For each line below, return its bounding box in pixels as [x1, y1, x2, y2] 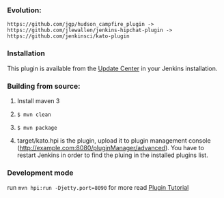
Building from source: [7, 81, 81, 91]
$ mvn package [16, 124, 57, 131]
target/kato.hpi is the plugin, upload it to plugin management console [16, 136, 211, 145]
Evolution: [7, 5, 42, 15]
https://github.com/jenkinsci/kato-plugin [7, 33, 130, 40]
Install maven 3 [16, 96, 60, 104]
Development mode [7, 168, 74, 178]
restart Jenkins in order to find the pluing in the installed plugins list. [16, 151, 208, 159]
